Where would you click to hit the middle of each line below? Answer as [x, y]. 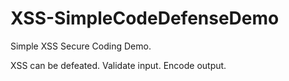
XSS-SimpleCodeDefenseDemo [145, 18]
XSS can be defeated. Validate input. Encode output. [118, 65]
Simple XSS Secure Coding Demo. [81, 46]
